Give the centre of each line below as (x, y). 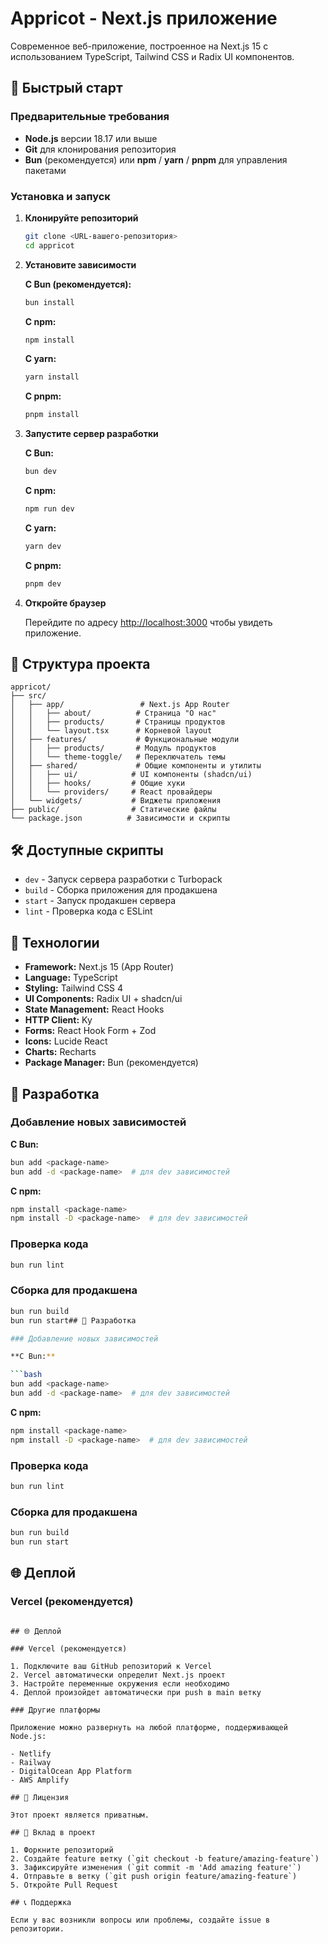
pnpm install (52, 415)
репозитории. (37, 1928)
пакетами (45, 170)
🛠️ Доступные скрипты (87, 850)
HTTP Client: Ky (58, 1020)
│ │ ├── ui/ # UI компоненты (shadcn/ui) (131, 775)
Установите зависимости (80, 264)
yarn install (52, 377)
